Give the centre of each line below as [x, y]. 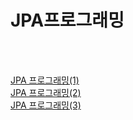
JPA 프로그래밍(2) [46, 92]
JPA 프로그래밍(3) [46, 105]
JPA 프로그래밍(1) [45, 80]
